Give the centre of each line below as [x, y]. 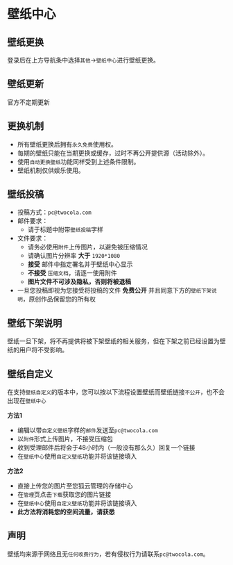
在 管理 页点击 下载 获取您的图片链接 [64, 495]
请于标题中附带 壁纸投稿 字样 [66, 229]
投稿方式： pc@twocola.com [54, 212]
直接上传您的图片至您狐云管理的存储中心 [75, 486]
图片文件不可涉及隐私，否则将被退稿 [79, 281]
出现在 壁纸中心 [27, 401]
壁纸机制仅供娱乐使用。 [51, 170]
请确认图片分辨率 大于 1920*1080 [74, 256]
